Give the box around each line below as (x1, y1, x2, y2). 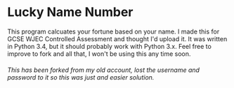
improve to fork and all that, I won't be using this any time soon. (7, 50, 191, 58)
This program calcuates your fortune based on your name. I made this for (7, 27, 220, 36)
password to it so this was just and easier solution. (7, 73, 155, 81)
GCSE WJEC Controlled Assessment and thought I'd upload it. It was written (7, 34, 228, 43)
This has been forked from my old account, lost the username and (7, 66, 200, 74)
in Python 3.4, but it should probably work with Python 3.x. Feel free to (7, 42, 212, 50)
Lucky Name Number (7, 4, 134, 20)
